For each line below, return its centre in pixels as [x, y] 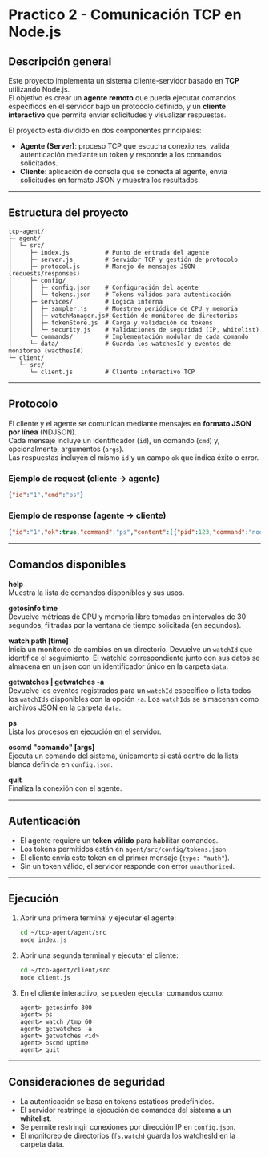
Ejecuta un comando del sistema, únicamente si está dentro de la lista [123, 756]
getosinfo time [33, 608]
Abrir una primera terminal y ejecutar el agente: [98, 918]
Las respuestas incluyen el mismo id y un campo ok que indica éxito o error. [134, 457]
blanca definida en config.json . [61, 764]
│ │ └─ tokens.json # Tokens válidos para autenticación [119, 295]
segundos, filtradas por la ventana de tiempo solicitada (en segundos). [125, 625]
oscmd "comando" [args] [52, 747]
